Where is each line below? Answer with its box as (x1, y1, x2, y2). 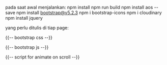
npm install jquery (5, 15, 43, 21)
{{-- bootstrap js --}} (5, 44, 49, 50)
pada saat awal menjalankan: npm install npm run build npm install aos (5, 5, 153, 10)
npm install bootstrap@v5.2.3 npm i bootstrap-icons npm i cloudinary (16, 10, 162, 16)
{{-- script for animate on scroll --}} (5, 54, 80, 60)
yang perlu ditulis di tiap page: (5, 25, 69, 31)
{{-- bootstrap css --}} (5, 35, 52, 40)
